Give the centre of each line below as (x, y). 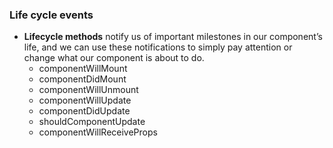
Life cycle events (51, 15)
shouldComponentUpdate (92, 122)
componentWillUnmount (88, 90)
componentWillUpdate (85, 100)
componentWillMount (83, 69)
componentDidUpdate (84, 111)
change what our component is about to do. (114, 58)
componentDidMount (82, 79)
